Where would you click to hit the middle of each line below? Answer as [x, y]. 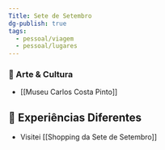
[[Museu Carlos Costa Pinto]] [69, 92]
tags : [17, 31]
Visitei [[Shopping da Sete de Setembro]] [89, 137]
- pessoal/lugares [47, 46]
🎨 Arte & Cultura [41, 75]
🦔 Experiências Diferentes [75, 117]
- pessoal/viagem [45, 39]
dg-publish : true [38, 24]
